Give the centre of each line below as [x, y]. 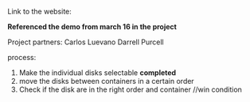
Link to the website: [40, 11]
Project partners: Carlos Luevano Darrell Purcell [86, 42]
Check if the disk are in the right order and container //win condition [130, 89]
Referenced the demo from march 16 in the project [92, 26]
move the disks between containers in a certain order [106, 81]
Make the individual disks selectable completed [98, 73]
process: [22, 57]
